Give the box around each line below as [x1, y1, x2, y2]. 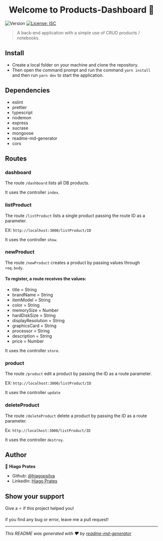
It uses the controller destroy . [5, 437, 64, 443]
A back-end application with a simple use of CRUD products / [16, 30, 140, 35]
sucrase [12, 125, 29, 131]
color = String [12, 302, 40, 308]
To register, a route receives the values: [5, 276, 86, 282]
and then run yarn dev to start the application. [12, 72, 104, 78]
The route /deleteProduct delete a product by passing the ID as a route [5, 412, 147, 419]
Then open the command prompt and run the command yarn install [12, 67, 151, 73]
